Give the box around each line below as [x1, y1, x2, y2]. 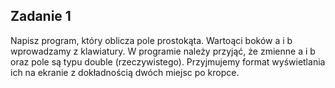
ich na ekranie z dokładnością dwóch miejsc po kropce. [10, 66, 240, 78]
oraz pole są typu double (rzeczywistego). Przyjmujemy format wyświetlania [10, 55, 326, 68]
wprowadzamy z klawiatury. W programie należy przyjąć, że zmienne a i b [10, 45, 316, 57]
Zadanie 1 [10, 8, 72, 25]
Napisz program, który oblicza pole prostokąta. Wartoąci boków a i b [10, 34, 293, 46]
